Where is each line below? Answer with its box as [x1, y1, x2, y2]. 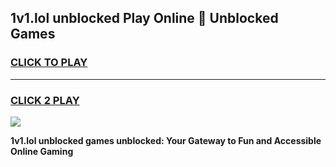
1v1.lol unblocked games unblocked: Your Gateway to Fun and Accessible [10, 134, 322, 146]
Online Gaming [10, 145, 74, 157]
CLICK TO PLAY [10, 56, 88, 70]
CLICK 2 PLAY [10, 93, 80, 107]
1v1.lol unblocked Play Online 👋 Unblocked [10, 10, 279, 27]
